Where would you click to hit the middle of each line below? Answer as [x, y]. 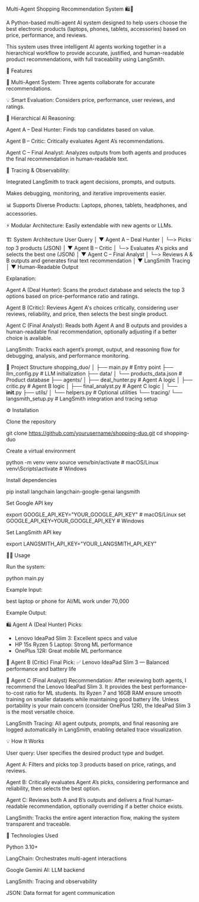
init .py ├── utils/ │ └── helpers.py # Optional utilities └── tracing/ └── [94, 392]
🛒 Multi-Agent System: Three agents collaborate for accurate [81, 82]
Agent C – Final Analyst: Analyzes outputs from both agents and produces [96, 153]
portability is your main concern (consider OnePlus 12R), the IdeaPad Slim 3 [98, 705]
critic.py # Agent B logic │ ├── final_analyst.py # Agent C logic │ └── [92, 386]
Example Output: [27, 613]
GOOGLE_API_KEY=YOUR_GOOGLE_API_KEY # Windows [75, 521]
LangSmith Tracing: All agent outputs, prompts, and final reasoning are [92, 723]
